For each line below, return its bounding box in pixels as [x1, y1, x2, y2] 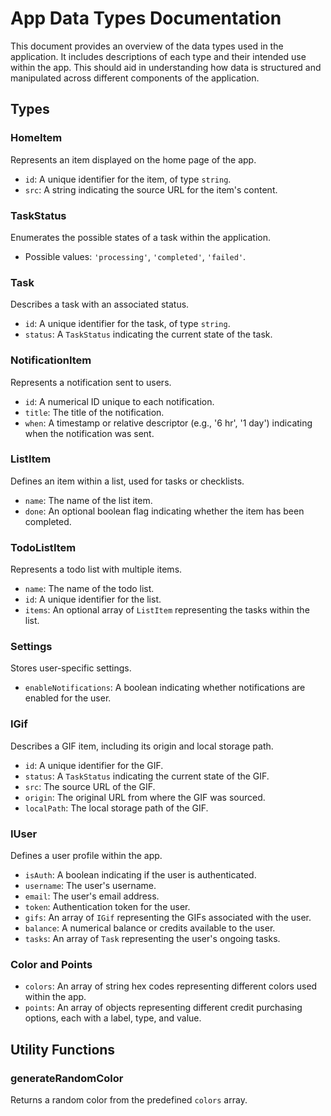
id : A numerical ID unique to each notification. [24, 395, 215, 407]
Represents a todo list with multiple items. [10, 563, 183, 576]
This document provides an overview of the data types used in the [10, 40, 284, 52]
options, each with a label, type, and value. [24, 1012, 202, 1024]
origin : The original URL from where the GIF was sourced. [24, 791, 266, 803]
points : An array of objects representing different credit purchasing [24, 1002, 303, 1014]
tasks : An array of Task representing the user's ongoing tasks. [24, 933, 281, 944]
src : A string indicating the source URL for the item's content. [24, 183, 278, 196]
